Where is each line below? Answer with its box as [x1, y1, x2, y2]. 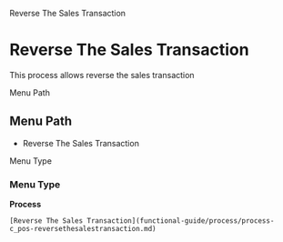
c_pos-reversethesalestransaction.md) [9, 225, 157, 234]
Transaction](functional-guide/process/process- [86, 217, 275, 226]
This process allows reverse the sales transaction [9, 69, 195, 80]
